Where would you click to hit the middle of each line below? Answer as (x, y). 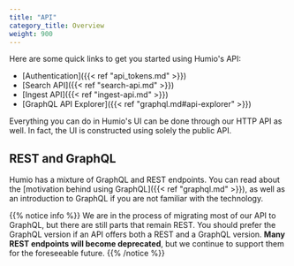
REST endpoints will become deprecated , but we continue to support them (147, 244)
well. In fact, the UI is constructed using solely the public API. (121, 131)
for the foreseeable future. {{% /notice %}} (87, 254)
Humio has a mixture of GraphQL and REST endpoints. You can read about (145, 180)
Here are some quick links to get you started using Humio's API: (125, 59)
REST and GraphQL (63, 159)
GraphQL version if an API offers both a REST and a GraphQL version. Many (147, 234)
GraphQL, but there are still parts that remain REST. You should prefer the (143, 225)
